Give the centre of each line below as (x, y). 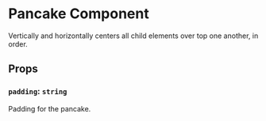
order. (18, 43)
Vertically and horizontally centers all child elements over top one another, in (133, 36)
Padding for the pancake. (50, 108)
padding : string (38, 92)
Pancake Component (79, 14)
